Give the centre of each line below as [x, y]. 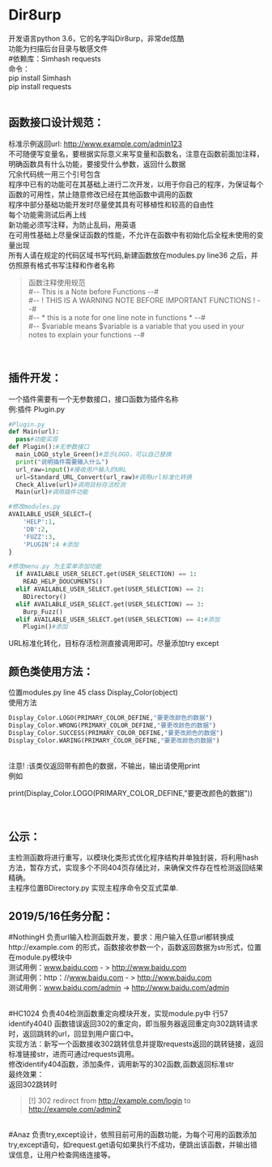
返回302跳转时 [33, 1084]
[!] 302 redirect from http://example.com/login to [110, 1101]
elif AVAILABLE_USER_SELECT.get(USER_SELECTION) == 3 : [110, 604]
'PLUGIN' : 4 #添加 [51, 545]
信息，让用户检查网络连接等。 [65, 1155]
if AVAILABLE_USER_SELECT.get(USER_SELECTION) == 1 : [106, 574]
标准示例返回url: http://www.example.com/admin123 [95, 143]
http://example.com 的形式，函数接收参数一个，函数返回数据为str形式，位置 [135, 947]
